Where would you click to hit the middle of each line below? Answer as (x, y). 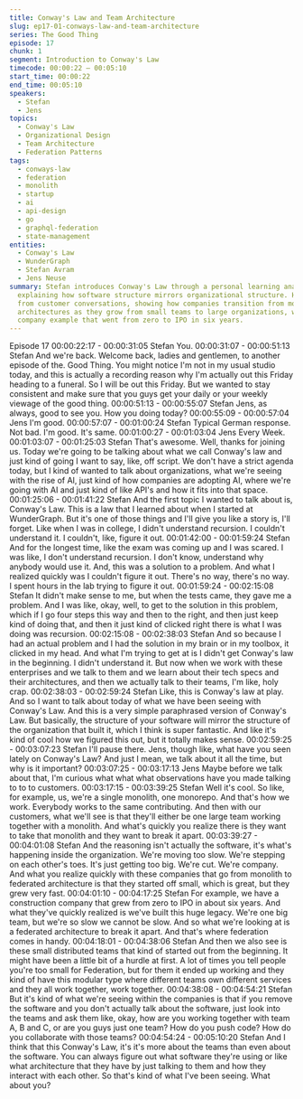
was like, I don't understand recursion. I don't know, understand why (137, 558)
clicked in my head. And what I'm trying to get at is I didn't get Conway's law (151, 653)
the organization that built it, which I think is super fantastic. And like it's (143, 730)
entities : (28, 245)
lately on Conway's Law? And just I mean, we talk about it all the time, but (146, 759)
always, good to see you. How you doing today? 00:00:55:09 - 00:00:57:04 (150, 413)
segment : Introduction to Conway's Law (84, 60)
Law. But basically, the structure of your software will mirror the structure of (150, 720)
